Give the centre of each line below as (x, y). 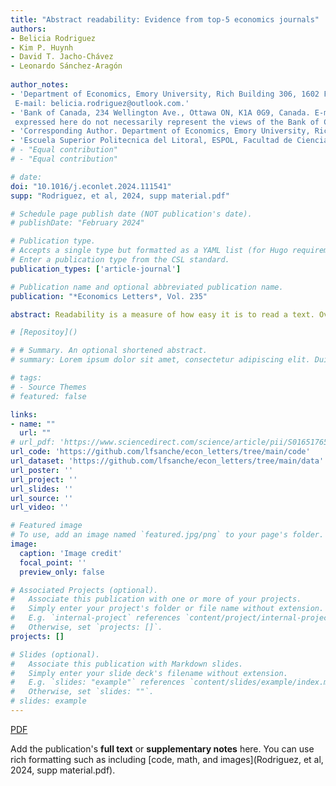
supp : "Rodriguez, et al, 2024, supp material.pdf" (120, 196)
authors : (28, 29)
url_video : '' (40, 507)
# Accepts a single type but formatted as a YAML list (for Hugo (149, 251)
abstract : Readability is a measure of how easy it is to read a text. (162, 314)
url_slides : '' (42, 489)
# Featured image (46, 526)
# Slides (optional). (55, 654)
